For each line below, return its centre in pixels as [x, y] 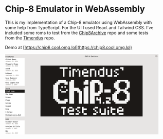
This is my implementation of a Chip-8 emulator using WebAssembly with [79, 22]
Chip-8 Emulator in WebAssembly [75, 9]
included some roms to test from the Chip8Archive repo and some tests [77, 33]
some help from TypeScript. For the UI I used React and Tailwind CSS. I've [79, 27]
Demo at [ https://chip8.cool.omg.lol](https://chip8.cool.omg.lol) [69, 47]
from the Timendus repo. [30, 38]
